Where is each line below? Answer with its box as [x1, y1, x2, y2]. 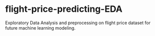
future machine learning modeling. [5, 25, 76, 31]
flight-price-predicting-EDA [5, 3, 123, 15]
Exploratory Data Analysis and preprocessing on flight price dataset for [5, 20, 151, 26]
